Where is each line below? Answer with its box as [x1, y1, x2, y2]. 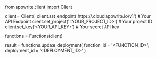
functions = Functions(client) [5, 33, 63, 39]
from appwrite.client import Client [5, 4, 72, 10]
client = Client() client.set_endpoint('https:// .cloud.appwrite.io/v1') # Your [5, 14, 151, 19]
